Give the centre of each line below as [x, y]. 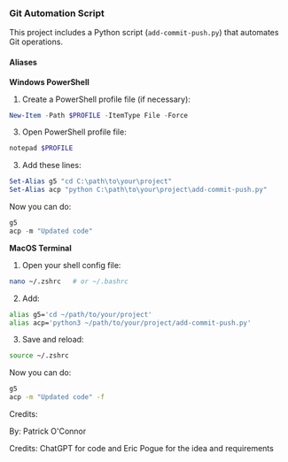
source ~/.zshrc [39, 356]
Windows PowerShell [50, 81]
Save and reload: [53, 340]
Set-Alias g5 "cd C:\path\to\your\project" [91, 181]
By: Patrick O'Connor [48, 431]
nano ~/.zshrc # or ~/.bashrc [69, 281]
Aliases [23, 62]
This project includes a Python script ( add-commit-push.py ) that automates [144, 33]
